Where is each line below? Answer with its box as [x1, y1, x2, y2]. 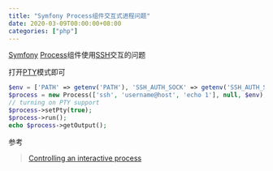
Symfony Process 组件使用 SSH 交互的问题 [8, 50, 146, 60]
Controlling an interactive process [28, 153, 142, 163]
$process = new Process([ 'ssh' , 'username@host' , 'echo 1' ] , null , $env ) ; [8, 91, 267, 100]
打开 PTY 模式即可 [8, 67, 66, 77]
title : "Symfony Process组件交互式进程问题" [8, 11, 150, 20]
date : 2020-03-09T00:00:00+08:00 [8, 19, 122, 28]
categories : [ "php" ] [8, 27, 79, 35]
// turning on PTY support [8, 99, 100, 107]
